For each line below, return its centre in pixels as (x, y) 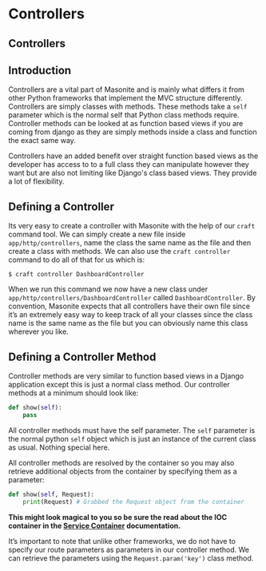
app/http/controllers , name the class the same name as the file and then (130, 243)
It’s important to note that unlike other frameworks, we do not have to (122, 541)
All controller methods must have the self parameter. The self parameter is (132, 430)
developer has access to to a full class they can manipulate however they (129, 165)
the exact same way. (42, 141)
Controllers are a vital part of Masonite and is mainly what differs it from (127, 89)
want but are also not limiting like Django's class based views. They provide (133, 173)
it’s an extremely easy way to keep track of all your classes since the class (131, 315)
